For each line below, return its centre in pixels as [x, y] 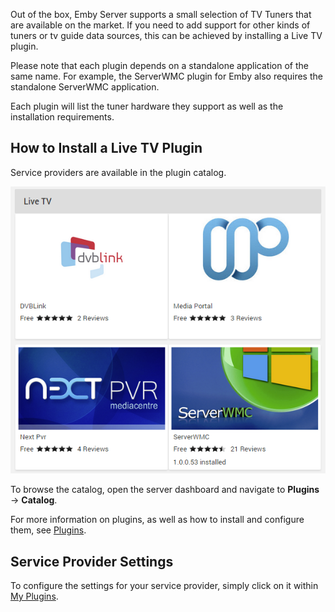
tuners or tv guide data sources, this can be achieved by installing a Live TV [166, 35]
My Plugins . [34, 596]
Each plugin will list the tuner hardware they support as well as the [147, 106]
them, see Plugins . [48, 530]
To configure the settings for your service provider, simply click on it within [164, 586]
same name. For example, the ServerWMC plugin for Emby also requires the [166, 76]
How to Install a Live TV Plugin [106, 148]
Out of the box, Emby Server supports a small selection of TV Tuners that [161, 14]
